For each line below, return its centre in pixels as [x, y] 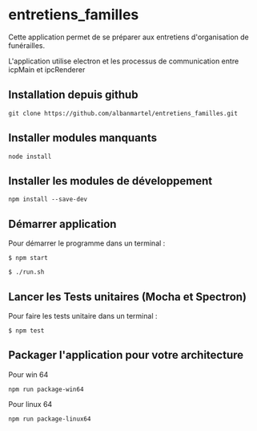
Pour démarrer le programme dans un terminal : [87, 243]
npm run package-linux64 [50, 419]
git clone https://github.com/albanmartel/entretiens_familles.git [123, 113]
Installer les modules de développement [110, 181]
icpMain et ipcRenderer [47, 69]
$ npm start [28, 258]
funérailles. [27, 45]
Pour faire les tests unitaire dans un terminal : [83, 316]
